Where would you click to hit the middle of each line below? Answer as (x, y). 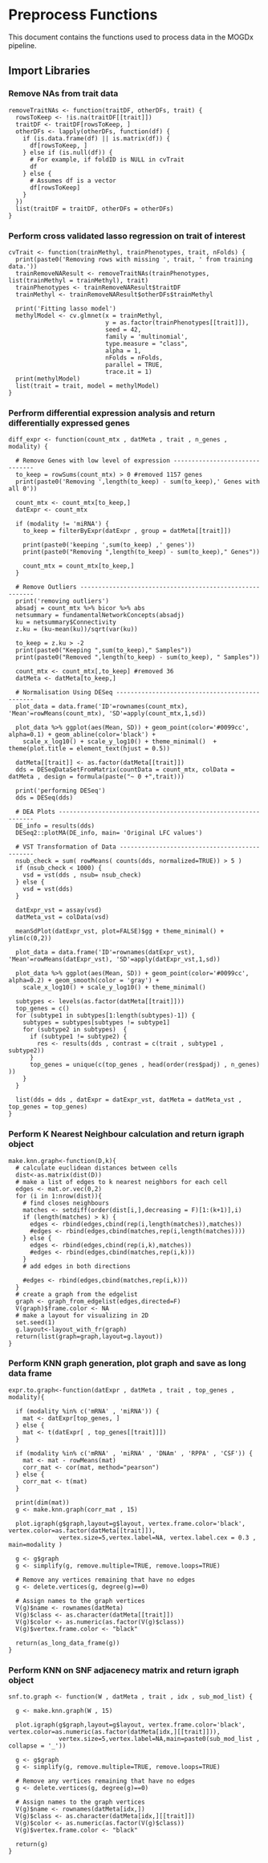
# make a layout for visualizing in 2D (82, 1315)
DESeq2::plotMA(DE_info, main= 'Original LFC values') (109, 833)
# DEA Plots (36, 812)
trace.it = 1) (129, 372)
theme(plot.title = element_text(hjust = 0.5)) (89, 749)
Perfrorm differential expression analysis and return (112, 413)
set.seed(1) (36, 1322)
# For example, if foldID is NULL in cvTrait (107, 159)
